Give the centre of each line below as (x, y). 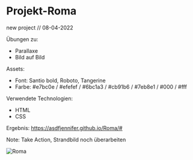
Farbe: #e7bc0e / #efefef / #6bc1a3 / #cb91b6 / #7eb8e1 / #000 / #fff (101, 87)
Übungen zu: (22, 39)
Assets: (16, 69)
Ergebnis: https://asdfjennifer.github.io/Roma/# (64, 128)
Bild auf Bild (30, 57)
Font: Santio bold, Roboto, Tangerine (60, 80)
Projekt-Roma (41, 11)
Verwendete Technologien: (40, 98)
